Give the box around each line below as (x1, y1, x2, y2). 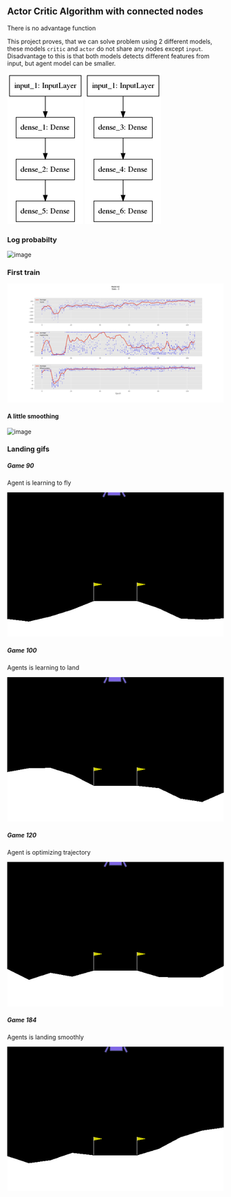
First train (7, 267, 41, 277)
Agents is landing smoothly (7, 1033, 85, 1042)
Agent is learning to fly (7, 479, 71, 487)
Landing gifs (7, 444, 50, 454)
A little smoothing (7, 412, 59, 420)
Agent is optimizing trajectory (7, 848, 91, 857)
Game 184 (7, 1015, 37, 1024)
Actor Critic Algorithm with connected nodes (7, 6, 204, 17)
